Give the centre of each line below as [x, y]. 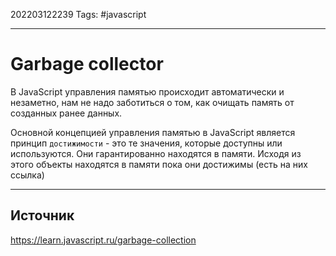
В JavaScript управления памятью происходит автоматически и [147, 91]
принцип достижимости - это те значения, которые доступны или [146, 143]
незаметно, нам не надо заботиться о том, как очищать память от [152, 102]
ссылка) [27, 175]
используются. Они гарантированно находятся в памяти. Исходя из [156, 153]
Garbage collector [87, 64]
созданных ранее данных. [66, 113]
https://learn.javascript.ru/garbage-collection [103, 240]
